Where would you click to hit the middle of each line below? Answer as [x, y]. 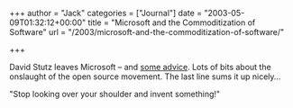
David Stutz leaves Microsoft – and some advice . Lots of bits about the [141, 67]
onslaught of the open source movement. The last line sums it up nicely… [145, 76]
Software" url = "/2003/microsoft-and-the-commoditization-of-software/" [147, 32]
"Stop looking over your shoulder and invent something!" [115, 94]
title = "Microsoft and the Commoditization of [172, 22]
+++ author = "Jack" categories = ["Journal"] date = [106, 13]
